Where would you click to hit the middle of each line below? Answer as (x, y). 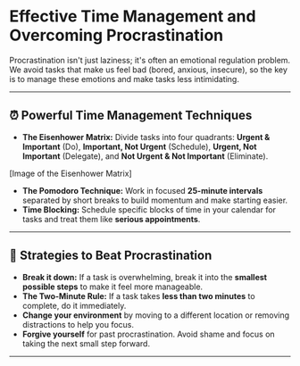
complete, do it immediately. (74, 305)
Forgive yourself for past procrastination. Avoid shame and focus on (148, 334)
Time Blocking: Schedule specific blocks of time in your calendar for (149, 209)
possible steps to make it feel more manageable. (112, 287)
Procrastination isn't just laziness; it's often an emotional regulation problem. (150, 60)
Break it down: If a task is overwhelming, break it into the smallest (145, 277)
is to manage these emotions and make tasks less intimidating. (124, 79)
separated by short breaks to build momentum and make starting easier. (155, 200)
